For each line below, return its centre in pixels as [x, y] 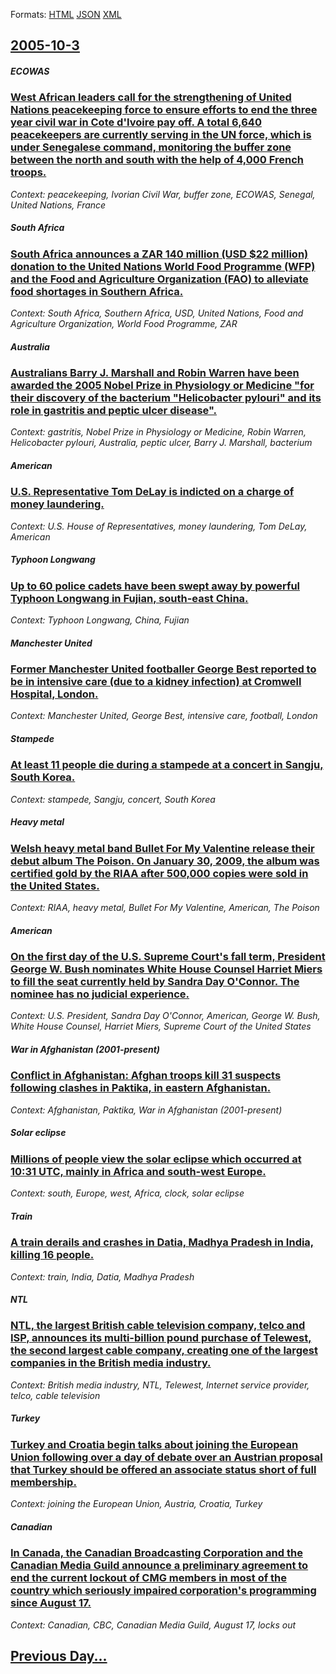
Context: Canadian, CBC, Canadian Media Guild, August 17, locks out [153, 1625]
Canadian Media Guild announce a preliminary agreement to [159, 1566]
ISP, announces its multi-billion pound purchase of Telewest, [161, 1338]
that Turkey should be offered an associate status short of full [163, 1469]
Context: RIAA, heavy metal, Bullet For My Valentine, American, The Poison [165, 908]
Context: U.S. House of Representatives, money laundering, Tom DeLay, [159, 526]
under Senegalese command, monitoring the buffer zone [151, 147]
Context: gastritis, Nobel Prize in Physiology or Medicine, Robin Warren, [158, 432]
